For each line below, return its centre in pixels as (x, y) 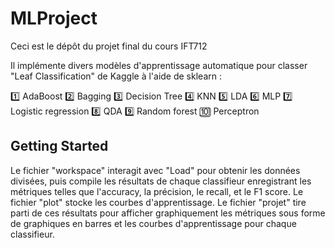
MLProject (54, 18)
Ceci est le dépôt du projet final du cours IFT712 (109, 46)
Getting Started (59, 146)
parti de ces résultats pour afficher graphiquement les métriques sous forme (168, 213)
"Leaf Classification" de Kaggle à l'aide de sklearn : (116, 76)
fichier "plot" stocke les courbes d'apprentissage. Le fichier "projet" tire (158, 202)
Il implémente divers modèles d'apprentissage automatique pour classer (159, 65)
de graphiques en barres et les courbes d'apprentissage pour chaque (153, 223)
